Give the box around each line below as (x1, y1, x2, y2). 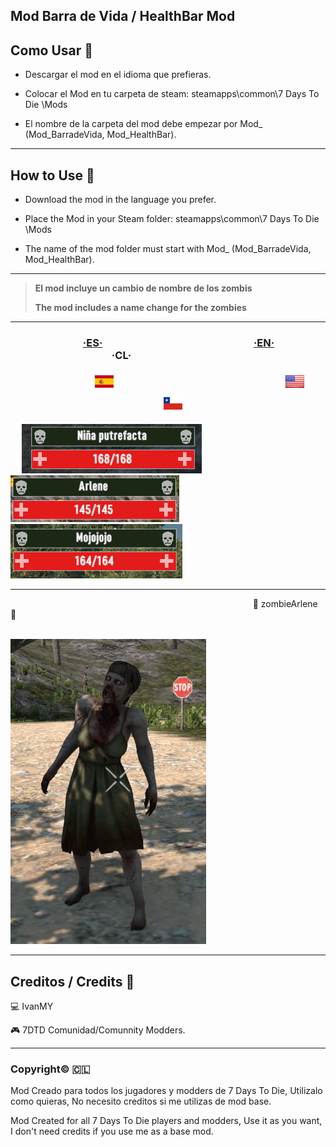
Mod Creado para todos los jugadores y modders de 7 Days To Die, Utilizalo (10, 1085, 323, 1097)
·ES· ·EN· (82, 335, 275, 349)
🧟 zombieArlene (252, 598, 318, 610)
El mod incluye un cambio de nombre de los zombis (34, 282, 253, 294)
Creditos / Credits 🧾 (10, 973, 135, 990)
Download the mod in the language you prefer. (24, 194, 217, 206)
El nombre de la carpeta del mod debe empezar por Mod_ (24, 118, 263, 130)
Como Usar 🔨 (10, 42, 94, 59)
